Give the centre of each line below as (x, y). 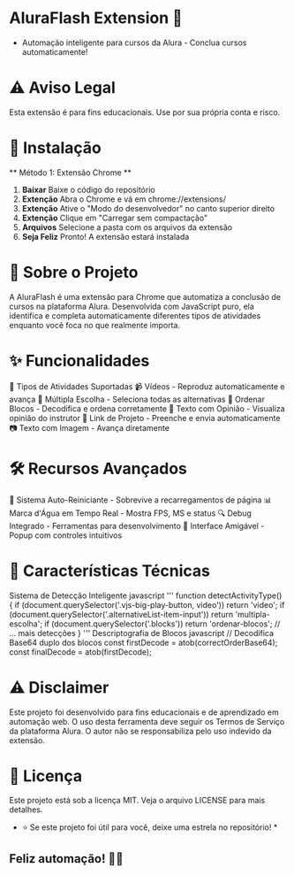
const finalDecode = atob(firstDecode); (80, 652)
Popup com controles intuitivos (66, 535)
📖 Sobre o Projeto (74, 272)
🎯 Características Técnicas (109, 571)
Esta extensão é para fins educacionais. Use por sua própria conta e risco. (145, 112)
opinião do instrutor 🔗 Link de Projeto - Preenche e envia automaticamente (145, 418)
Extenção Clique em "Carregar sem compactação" (115, 218)
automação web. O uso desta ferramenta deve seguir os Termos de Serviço (147, 721)
